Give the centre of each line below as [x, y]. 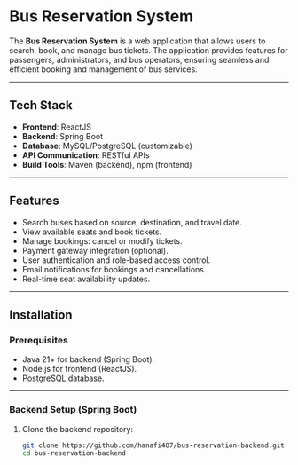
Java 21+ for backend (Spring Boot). [88, 359]
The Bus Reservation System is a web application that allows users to [137, 41]
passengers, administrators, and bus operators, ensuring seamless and [139, 59]
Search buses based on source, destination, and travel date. [132, 222]
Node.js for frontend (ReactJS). [79, 369]
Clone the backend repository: [78, 429]
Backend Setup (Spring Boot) [73, 410]
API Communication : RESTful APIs [86, 155]
